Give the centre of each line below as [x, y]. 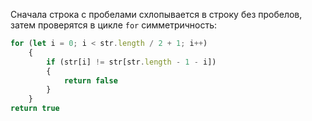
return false [90, 80]
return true [35, 109]
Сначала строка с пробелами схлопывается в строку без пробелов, [156, 14]
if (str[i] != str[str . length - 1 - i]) [131, 62]
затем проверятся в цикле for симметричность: [114, 25]
